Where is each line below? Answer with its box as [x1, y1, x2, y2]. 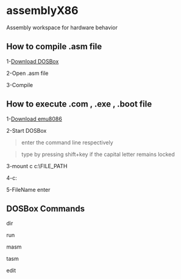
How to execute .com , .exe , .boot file [6, 99, 152, 110]
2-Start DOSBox [6, 127, 47, 134]
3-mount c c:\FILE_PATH [6, 162, 68, 169]
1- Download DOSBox [6, 57, 59, 65]
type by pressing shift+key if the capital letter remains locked [21, 150, 175, 158]
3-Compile [6, 81, 34, 88]
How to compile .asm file [6, 41, 102, 52]
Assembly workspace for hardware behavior [6, 24, 118, 31]
